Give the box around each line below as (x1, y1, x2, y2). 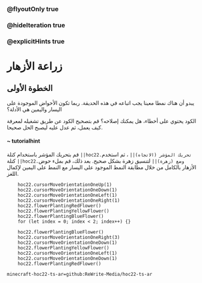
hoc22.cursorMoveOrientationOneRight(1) (17, 197, 120, 204)
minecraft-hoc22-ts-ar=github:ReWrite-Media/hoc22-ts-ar (7, 271, 153, 277)
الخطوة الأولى (7, 83, 53, 93)
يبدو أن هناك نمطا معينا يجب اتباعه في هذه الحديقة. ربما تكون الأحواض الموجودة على (7, 99, 195, 107)
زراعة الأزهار (7, 59, 63, 73)
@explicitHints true (7, 37, 65, 45)
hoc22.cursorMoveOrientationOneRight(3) (17, 234, 120, 240)
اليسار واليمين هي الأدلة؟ (7, 105, 63, 113)
